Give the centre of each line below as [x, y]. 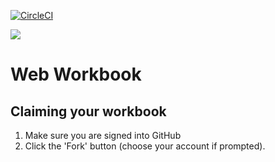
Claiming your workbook [88, 111]
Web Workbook [76, 74]
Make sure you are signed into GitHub [103, 135]
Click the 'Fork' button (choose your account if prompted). [145, 146]
